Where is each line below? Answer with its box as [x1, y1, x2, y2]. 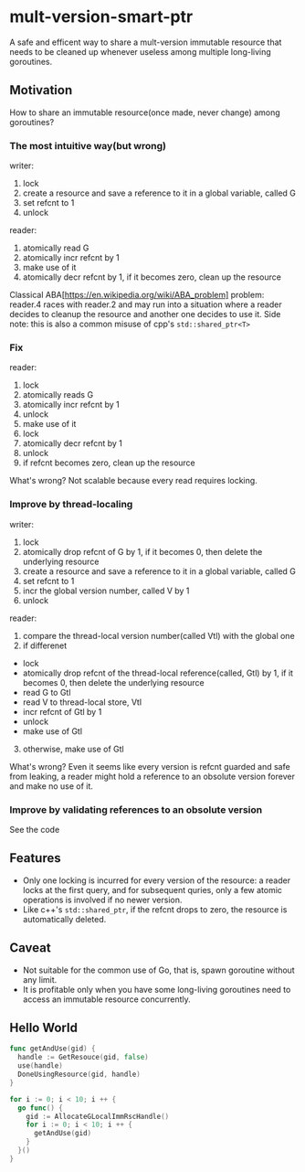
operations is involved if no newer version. [22, 894, 183, 905]
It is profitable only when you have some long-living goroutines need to [22, 984, 291, 995]
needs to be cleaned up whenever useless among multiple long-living [9, 46, 271, 57]
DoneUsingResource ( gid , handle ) [17, 1070, 142, 1079]
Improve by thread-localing [9, 498, 133, 511]
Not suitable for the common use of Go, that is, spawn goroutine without [22, 964, 295, 975]
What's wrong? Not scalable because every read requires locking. [9, 475, 258, 486]
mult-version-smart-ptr [9, 6, 194, 27]
